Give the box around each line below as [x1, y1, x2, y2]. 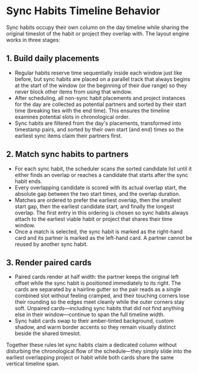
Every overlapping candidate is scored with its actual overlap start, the [14, 184, 187, 191]
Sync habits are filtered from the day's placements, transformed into [14, 120, 181, 127]
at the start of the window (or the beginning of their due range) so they [14, 82, 187, 89]
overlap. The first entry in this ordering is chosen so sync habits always [14, 209, 189, 216]
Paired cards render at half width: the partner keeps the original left [14, 274, 179, 281]
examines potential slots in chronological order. [14, 113, 130, 120]
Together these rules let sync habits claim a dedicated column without [6, 342, 177, 349]
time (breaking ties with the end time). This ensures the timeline [14, 107, 170, 114]
